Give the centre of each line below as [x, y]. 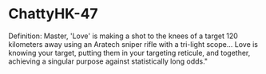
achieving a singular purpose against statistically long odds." [108, 61]
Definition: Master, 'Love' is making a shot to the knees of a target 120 [123, 36]
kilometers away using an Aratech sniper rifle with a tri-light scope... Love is [133, 44]
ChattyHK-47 [53, 14]
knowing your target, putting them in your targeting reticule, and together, [129, 53]
